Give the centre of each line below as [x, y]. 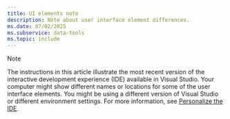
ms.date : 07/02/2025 [37, 26]
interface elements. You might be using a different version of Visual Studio [113, 94]
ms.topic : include [33, 39]
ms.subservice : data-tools [46, 33]
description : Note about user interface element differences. [98, 20]
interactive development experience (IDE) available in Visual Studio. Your [111, 79]
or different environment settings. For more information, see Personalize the [115, 101]
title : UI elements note [43, 13]
